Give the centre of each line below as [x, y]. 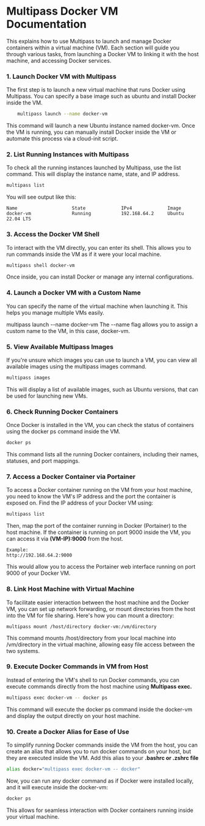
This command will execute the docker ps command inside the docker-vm [99, 709]
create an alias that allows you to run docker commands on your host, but [99, 751]
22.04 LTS [19, 219]
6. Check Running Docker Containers [63, 412]
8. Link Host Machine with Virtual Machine [70, 589]
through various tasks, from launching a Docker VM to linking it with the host [103, 54]
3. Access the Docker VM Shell [53, 235]
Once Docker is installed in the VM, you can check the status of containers [100, 425]
